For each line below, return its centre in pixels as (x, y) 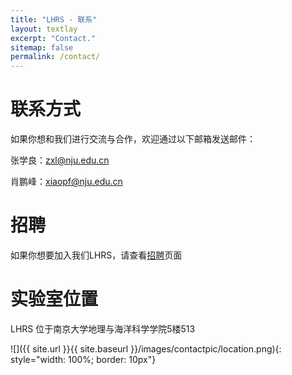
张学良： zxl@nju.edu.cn (60, 160)
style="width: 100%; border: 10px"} (83, 359)
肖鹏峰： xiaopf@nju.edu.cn (66, 182)
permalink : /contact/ (55, 57)
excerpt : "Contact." (53, 38)
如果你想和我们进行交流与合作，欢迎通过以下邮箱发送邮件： (133, 139)
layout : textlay (44, 29)
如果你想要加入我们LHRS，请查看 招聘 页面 (96, 255)
